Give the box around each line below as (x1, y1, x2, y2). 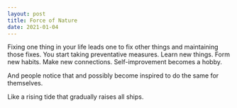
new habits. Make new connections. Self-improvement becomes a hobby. (7, 58, 222, 66)
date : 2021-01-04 (7, 23, 59, 30)
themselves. (7, 79, 43, 88)
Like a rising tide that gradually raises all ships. (7, 92, 144, 101)
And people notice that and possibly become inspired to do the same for (7, 71, 219, 80)
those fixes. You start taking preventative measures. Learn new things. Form (7, 50, 231, 59)
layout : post (7, 10, 46, 18)
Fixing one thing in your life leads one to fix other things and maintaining (7, 43, 219, 52)
